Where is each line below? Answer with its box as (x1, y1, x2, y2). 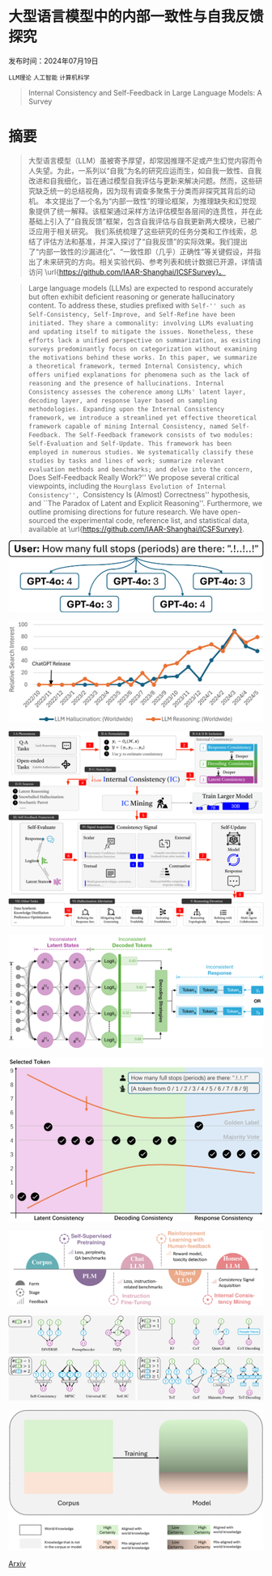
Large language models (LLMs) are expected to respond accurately (28, 283, 253, 292)
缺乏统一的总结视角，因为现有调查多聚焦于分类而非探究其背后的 (35, 185, 249, 195)
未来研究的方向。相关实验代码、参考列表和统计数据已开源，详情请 (42, 257, 263, 266)
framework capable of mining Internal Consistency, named (28, 422, 228, 430)
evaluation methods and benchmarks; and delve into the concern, (28, 465, 253, 474)
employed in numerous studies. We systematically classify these (28, 448, 253, 456)
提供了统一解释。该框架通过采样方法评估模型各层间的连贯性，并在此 (35, 206, 263, 215)
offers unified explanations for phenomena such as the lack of (28, 370, 250, 379)
